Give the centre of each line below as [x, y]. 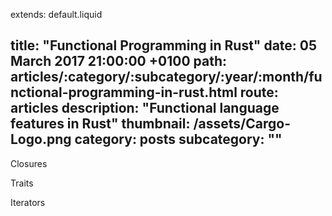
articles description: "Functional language [145, 108]
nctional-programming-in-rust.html [124, 92]
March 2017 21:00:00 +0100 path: [118, 61]
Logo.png [41, 139]
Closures [29, 163]
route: [259, 92]
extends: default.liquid [56, 14]
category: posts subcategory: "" [178, 139]
